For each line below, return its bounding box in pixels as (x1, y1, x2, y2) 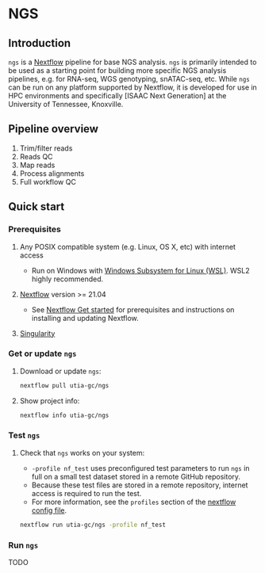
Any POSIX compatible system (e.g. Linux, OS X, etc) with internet (19, 242, 236, 251)
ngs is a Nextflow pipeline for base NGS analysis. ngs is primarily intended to (8, 57, 257, 67)
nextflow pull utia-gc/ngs (19, 381, 109, 389)
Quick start (8, 200, 65, 214)
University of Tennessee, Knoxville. (8, 100, 124, 109)
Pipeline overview (8, 122, 99, 136)
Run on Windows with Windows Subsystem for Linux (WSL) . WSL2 (31, 265, 250, 275)
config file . (31, 505, 67, 515)
